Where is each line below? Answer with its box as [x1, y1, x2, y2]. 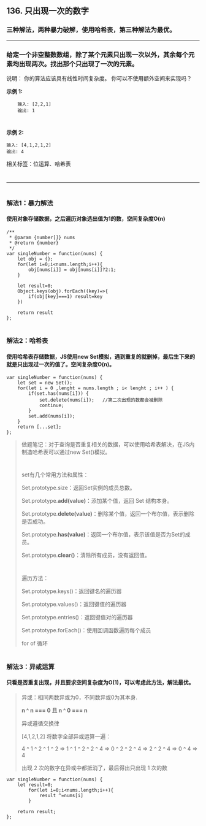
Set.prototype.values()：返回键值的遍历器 [21, 600, 127, 608]
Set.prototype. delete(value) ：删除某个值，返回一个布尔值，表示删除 [21, 510, 195, 518]
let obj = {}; [17, 256, 53, 262]
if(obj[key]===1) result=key [28, 293, 103, 299]
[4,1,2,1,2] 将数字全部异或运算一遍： [21, 732, 112, 740]
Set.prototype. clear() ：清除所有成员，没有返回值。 [21, 551, 150, 559]
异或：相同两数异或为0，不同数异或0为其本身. [21, 694, 138, 701]
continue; [39, 402, 64, 409]
